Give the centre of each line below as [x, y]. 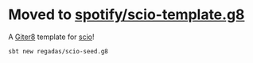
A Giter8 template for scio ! [51, 37]
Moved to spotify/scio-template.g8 [127, 15]
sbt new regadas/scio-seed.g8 [58, 51]
